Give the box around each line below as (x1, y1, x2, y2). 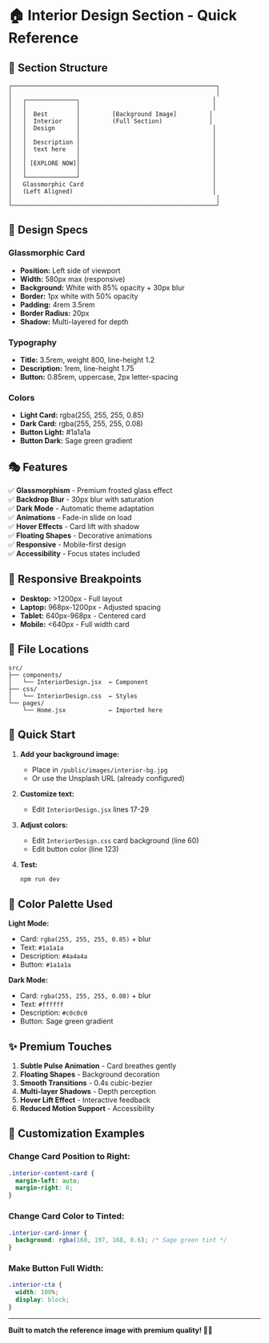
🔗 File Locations (8, 643, 90, 657)
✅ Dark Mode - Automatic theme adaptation (8, 503, 155, 514)
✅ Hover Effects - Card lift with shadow (8, 522, 140, 531)
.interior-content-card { (8, 1169, 94, 1177)
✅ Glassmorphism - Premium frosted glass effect (8, 486, 173, 495)
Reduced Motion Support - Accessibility (19, 1104, 155, 1113)
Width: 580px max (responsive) (19, 274, 126, 283)
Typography (8, 336, 58, 348)
